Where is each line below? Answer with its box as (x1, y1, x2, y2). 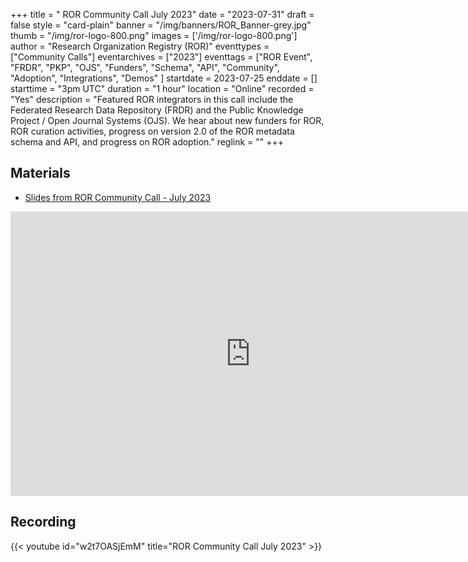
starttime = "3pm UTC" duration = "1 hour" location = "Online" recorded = (10, 83, 315, 94)
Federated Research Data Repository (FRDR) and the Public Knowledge (10, 104, 304, 116)
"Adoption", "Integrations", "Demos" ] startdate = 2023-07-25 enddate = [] (10, 72, 318, 84)
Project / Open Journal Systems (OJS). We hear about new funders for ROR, (10, 115, 325, 126)
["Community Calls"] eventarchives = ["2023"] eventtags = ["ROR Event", (10, 51, 313, 63)
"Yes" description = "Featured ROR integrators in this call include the (10, 94, 294, 105)
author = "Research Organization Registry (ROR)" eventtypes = (10, 40, 270, 52)
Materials (10, 165, 71, 182)
